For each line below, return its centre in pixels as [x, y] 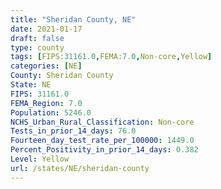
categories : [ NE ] [46, 66]
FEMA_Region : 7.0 [46, 103]
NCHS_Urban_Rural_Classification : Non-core [102, 122]
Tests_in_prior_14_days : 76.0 [73, 131]
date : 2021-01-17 [46, 29]
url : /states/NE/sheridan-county [80, 168]
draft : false [37, 38]
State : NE [31, 85]
